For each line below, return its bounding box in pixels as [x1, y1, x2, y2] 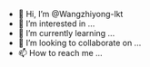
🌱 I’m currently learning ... [17, 28, 115, 38]
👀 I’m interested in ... [17, 18, 95, 29]
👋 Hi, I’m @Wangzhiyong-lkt [17, 9, 124, 19]
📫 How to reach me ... [17, 48, 103, 58]
